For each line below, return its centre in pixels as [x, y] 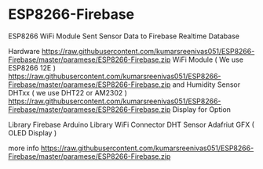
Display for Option [202, 109]
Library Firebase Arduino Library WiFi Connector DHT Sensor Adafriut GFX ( [131, 124]
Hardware [24, 51]
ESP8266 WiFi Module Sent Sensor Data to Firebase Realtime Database [124, 36]
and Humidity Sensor [206, 84]
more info [24, 148]
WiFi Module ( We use [208, 59]
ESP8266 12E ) [32, 67]
